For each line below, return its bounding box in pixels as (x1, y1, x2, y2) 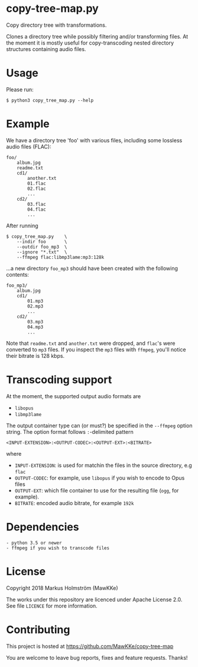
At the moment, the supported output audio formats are (6, 392, 141, 399)
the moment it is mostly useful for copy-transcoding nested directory (6, 39, 174, 46)
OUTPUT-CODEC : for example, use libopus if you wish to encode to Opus (14, 474, 185, 481)
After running (6, 222, 38, 229)
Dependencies (6, 520, 79, 533)
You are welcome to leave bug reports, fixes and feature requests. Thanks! (6, 654, 188, 661)
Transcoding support (6, 373, 112, 386)
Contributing (6, 622, 70, 636)
